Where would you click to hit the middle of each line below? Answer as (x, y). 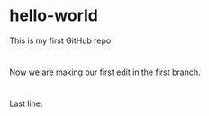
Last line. (26, 103)
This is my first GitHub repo (60, 40)
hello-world (54, 16)
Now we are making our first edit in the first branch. (105, 72)
